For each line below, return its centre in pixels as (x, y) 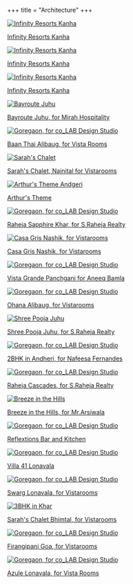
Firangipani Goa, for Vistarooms (52, 546)
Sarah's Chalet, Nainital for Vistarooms (62, 171)
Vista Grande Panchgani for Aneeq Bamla (66, 278)
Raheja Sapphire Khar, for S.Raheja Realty (66, 225)
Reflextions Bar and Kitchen (47, 439)
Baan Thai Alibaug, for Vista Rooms (57, 144)
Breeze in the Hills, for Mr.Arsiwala (56, 412)
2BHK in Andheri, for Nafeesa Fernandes (65, 358)
